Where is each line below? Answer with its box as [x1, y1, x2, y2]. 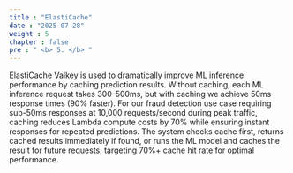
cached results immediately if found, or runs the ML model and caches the [9, 136, 281, 147]
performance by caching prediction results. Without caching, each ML [9, 79, 265, 90]
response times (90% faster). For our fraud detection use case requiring [9, 98, 272, 109]
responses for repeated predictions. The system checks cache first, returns [9, 126, 284, 137]
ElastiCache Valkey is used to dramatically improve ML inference [9, 70, 244, 80]
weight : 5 [9, 29, 49, 38]
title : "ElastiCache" [9, 12, 93, 22]
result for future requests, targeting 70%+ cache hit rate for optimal [9, 145, 254, 155]
